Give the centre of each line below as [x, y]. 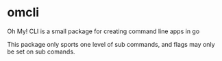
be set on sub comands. [41, 52]
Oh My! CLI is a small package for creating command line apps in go [103, 31]
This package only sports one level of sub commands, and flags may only [111, 44]
